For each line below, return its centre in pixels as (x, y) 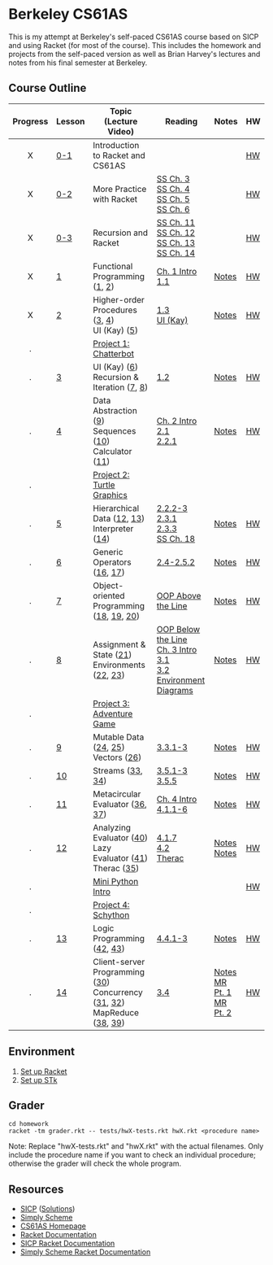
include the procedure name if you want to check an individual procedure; (132, 1155)
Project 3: (111, 703)
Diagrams (175, 690)
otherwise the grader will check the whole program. (95, 1163)
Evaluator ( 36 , (120, 804)
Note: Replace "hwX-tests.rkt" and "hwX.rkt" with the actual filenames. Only (136, 1146)
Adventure (113, 713)
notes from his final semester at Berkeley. (78, 63)
